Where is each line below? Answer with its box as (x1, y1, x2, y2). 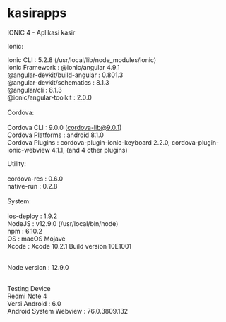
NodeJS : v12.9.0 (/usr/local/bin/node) (7, 219, 119, 227)
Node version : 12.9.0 (7, 263, 69, 271)
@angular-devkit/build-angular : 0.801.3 (7, 71, 124, 79)
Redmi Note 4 (7, 292, 47, 300)
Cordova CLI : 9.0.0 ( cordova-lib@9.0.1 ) (7, 123, 122, 131)
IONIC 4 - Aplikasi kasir (7, 28, 76, 37)
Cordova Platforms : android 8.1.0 (7, 131, 105, 139)
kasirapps (7, 5, 67, 21)
